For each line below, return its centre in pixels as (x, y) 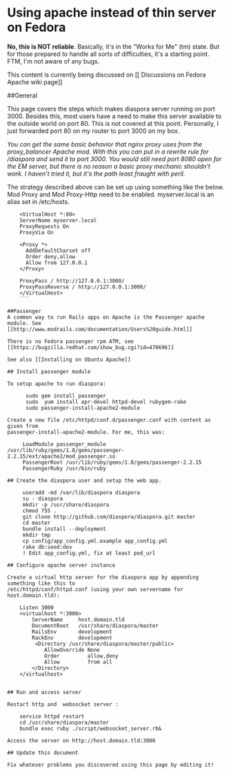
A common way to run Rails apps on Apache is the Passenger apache (106, 317)
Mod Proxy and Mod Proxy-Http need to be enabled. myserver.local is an (111, 194)
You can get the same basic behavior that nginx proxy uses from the (105, 144)
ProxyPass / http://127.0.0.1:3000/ (72, 281)
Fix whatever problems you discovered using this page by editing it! (111, 765)
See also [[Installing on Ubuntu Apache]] (69, 360)
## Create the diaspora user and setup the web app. (84, 480)
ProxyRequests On (44, 226)
